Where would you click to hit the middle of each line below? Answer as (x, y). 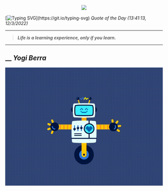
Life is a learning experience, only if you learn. (67, 38)
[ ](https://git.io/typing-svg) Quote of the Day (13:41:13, (76, 18)
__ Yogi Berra (26, 58)
